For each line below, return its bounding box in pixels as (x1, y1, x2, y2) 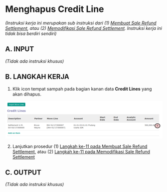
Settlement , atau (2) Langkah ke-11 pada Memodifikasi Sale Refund (12, 148, 151, 155)
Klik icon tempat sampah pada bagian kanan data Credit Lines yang (12, 86, 152, 92)
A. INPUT (5, 45, 34, 53)
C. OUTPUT (5, 168, 41, 177)
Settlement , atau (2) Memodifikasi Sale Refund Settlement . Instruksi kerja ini (5, 25, 162, 31)
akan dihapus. (12, 91, 41, 97)
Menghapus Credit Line (5, 3, 104, 15)
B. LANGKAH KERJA (5, 73, 70, 81)
